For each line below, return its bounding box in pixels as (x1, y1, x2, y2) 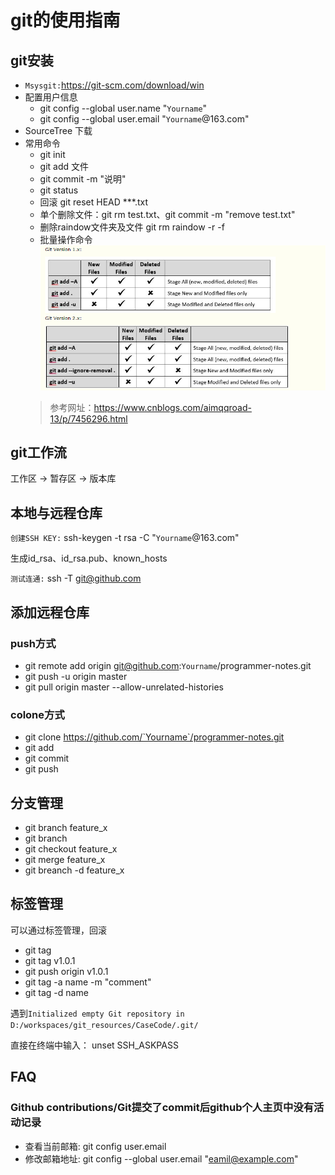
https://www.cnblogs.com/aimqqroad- (93, 401, 252, 413)
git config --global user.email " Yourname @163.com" (39, 113, 250, 125)
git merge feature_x (24, 854, 106, 866)
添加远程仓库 (10, 604, 90, 621)
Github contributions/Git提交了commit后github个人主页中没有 (10, 1101, 315, 1115)
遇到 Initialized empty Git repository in (10, 1007, 185, 1019)
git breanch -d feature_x (24, 864, 125, 876)
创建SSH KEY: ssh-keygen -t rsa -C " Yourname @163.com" (10, 532, 240, 544)
